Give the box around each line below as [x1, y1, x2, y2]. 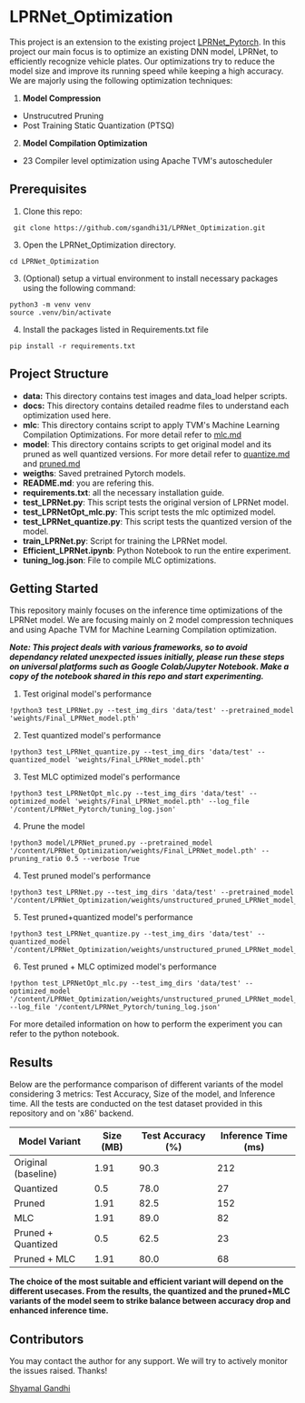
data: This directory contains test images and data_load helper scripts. [22, 390, 288, 401]
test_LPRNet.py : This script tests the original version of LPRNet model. [22, 496, 289, 507]
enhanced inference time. [9, 1305, 109, 1316]
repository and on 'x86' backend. [9, 1107, 134, 1119]
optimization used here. [22, 409, 112, 420]
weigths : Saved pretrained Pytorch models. [22, 467, 186, 478]
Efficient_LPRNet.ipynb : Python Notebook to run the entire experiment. [22, 545, 291, 556]
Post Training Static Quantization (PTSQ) [22, 120, 175, 131]
